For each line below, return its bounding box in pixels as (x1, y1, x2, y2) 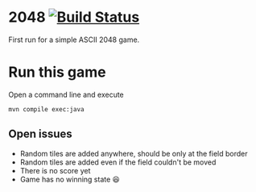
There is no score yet (19, 165, 91, 175)
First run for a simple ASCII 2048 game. (8, 35, 140, 44)
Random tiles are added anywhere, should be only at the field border (19, 148, 248, 158)
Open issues (8, 127, 72, 141)
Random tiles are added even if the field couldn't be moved (19, 157, 217, 167)
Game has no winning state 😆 (19, 174, 121, 184)
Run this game (8, 63, 106, 81)
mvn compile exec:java (8, 105, 85, 113)
